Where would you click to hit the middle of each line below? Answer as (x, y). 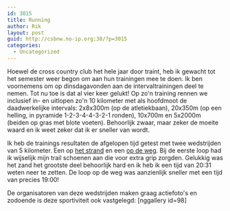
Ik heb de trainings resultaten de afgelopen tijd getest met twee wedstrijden (114, 143)
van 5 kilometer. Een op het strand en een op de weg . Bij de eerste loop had (114, 150)
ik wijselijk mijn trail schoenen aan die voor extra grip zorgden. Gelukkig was (115, 157)
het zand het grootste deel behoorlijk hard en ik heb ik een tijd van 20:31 (109, 165)
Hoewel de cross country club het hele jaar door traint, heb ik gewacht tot (111, 71)
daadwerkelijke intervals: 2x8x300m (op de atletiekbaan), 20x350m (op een (114, 108)
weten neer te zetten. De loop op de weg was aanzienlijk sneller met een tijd (115, 172)
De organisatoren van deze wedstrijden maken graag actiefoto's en (102, 192)
